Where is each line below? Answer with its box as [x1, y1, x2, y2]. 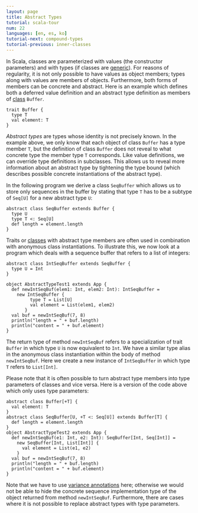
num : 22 [6, 25, 25, 31]
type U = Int [11, 266, 44, 272]
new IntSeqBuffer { [17, 292, 65, 298]
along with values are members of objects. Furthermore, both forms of [6, 76, 178, 83]
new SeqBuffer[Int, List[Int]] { [17, 440, 99, 446]
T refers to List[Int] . [6, 363, 58, 370]
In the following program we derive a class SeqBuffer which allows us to [6, 181, 181, 189]
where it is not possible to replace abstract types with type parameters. [6, 500, 180, 507]
